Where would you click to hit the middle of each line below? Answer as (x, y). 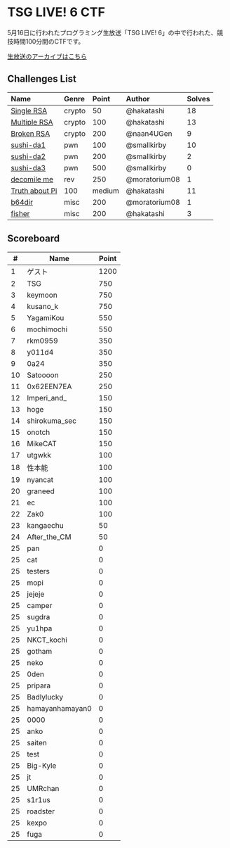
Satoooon (43, 375)
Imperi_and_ (47, 398)
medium (106, 191)
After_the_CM (49, 537)
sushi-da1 (28, 145)
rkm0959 (42, 341)
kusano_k (43, 306)
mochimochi (47, 329)
